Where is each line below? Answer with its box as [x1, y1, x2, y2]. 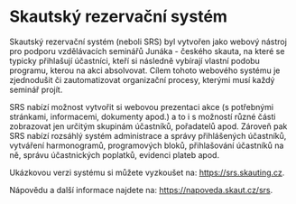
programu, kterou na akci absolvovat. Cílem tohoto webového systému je [9, 65, 281, 76]
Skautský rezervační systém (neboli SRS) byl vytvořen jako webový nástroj [9, 36, 287, 47]
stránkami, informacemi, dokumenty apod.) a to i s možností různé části [9, 111, 276, 122]
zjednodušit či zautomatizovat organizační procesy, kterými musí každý [9, 74, 275, 85]
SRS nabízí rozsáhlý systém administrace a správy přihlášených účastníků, [9, 130, 287, 141]
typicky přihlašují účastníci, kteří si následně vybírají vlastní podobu [9, 55, 260, 66]
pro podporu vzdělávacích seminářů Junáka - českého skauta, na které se [9, 45, 285, 56]
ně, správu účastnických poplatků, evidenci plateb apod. [9, 149, 219, 160]
